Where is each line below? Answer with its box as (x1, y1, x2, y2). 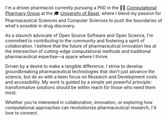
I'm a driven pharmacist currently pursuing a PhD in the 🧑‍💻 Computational (5, 5, 157, 10)
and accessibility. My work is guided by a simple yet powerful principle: (5, 79, 152, 85)
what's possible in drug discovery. (5, 23, 76, 28)
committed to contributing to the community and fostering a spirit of (5, 38, 145, 43)
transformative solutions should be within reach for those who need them (5, 85, 156, 90)
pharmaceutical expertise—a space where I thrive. (5, 54, 109, 59)
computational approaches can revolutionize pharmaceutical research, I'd (5, 105, 157, 111)
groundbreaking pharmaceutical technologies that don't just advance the (5, 69, 155, 74)
